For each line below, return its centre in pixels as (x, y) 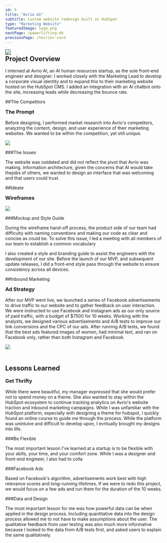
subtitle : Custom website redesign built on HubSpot (61, 19)
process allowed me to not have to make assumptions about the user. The (81, 519)
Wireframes (20, 198)
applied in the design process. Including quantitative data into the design (80, 513)
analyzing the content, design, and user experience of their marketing (77, 128)
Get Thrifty (19, 381)
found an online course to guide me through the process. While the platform (83, 418)
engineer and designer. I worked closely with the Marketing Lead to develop (83, 76)
